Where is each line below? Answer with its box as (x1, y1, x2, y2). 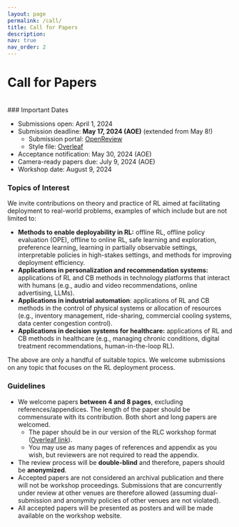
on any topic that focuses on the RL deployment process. (7, 363, 176, 372)
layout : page (7, 10, 46, 18)
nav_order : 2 (7, 44, 46, 51)
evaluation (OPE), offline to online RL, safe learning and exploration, (17, 236, 217, 244)
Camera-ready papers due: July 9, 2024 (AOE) (17, 157, 156, 166)
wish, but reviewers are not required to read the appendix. (28, 451, 200, 459)
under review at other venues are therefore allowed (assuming (17, 488, 201, 497)
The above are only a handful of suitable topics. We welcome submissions (7, 356, 226, 364)
